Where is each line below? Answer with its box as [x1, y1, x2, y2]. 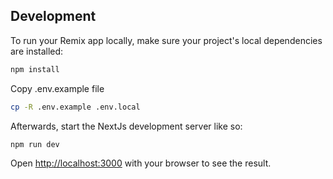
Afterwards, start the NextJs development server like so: [10, 120, 243, 132]
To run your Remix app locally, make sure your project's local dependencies [10, 34, 323, 46]
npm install [10, 64, 60, 74]
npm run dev [10, 139, 60, 149]
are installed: [10, 45, 64, 57]
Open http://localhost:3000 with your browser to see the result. [10, 157, 272, 169]
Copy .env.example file [10, 82, 105, 94]
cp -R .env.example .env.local [10, 102, 141, 112]
